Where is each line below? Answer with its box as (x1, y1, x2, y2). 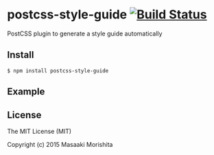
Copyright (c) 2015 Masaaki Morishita (7, 140, 113, 148)
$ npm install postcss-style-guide (7, 67, 109, 74)
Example (7, 86, 45, 98)
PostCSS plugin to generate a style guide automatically (7, 29, 163, 38)
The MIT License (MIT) (7, 127, 72, 135)
